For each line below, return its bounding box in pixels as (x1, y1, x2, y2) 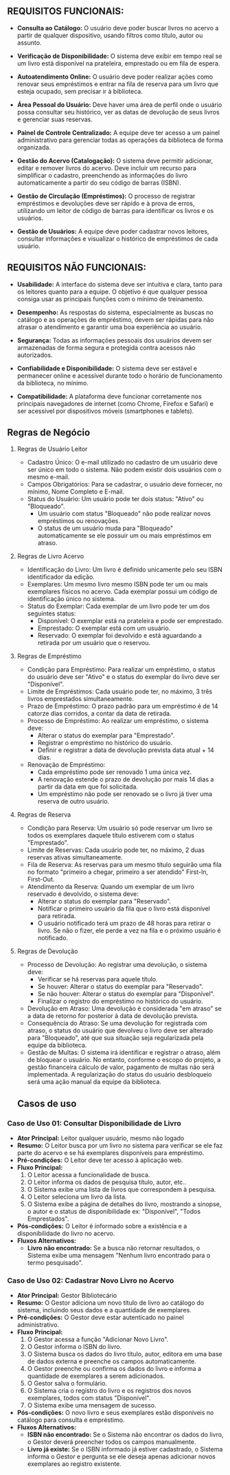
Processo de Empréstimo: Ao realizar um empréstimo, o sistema (27, 717, 209, 725)
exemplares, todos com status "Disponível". (27, 1394, 151, 1402)
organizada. (16, 143, 51, 151)
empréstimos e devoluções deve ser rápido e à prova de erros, (16, 199, 195, 207)
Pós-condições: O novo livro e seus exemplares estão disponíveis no (16, 1409, 214, 1417)
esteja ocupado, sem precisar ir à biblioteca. (16, 87, 143, 95)
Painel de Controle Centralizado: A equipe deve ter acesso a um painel (16, 128, 220, 136)
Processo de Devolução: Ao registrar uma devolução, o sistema (27, 961, 207, 969)
